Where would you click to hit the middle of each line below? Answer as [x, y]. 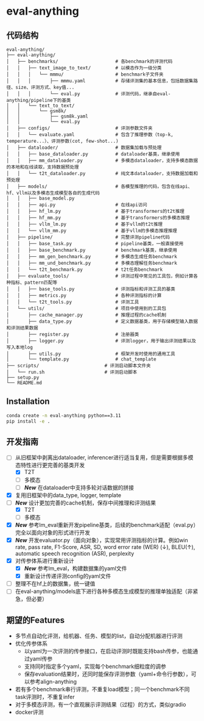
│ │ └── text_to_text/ [40, 106]
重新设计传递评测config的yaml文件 [68, 576]
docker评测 [29, 712]
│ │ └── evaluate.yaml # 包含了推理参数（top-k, [90, 135]
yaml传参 [41, 659]
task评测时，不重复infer [45, 697]
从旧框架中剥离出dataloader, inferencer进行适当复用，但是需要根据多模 [104, 457]
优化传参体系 [31, 644]
